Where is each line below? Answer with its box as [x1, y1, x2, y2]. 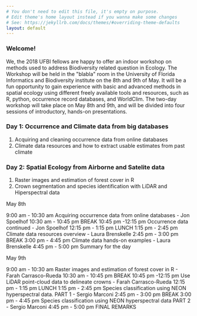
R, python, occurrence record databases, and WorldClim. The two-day [6, 95, 177, 102]
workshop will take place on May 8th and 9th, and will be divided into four [6, 101, 185, 109]
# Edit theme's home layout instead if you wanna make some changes [6, 14, 178, 20]
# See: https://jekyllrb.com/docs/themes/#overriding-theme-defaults [6, 19, 181, 25]
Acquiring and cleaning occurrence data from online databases [14, 136, 168, 143]
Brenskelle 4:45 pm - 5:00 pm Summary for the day [6, 243, 131, 250]
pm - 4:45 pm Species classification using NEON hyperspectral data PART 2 [6, 297, 191, 304]
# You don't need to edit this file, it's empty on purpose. [6, 8, 159, 15]
